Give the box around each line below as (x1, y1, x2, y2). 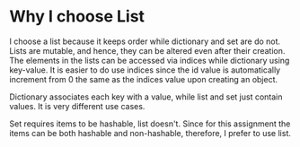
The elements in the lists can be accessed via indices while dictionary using (9, 55, 290, 65)
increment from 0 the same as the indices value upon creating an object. (9, 73, 278, 84)
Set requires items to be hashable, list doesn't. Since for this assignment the (9, 118, 291, 129)
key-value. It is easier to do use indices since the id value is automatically (9, 65, 281, 75)
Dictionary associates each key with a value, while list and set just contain (9, 91, 283, 102)
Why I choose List (9, 6, 146, 27)
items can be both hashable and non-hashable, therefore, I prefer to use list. (9, 127, 292, 138)
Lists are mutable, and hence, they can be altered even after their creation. (9, 45, 286, 56)
